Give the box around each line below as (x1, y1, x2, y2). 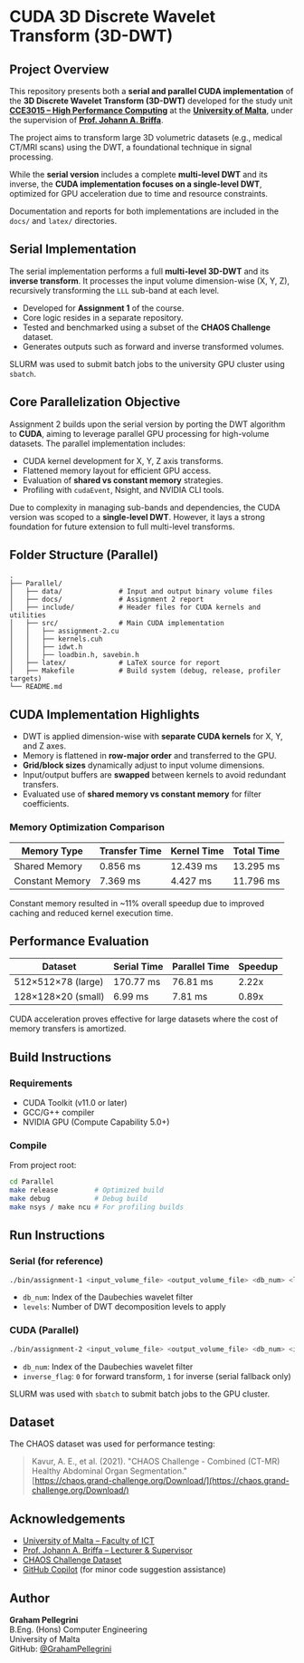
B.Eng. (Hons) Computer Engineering (9, 1624, 147, 1635)
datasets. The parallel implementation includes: (9, 438, 185, 449)
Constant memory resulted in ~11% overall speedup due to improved (9, 897, 265, 908)
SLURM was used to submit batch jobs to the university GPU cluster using (9, 358, 285, 369)
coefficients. (22, 798, 70, 809)
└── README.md (9, 682, 63, 691)
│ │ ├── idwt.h (9, 643, 83, 652)
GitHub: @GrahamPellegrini (9, 1643, 112, 1655)
